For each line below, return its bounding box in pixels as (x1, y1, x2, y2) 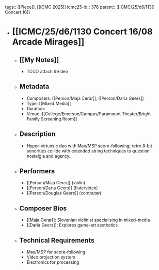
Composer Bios (19, 204, 67, 212)
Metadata (19, 82, 49, 91)
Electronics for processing (26, 259, 79, 265)
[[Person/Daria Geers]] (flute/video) (26, 185, 98, 191)
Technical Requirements (19, 236, 95, 244)
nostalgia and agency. (26, 153, 71, 159)
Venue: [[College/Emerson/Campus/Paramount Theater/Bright (26, 111, 151, 117)
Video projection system (26, 254, 76, 260)
